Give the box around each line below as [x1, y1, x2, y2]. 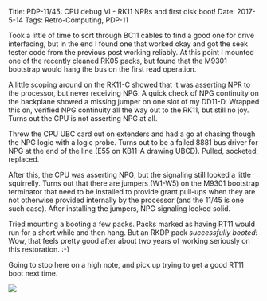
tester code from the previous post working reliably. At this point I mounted [8, 48, 255, 57]
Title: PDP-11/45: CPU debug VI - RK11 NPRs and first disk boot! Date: [8, 7, 235, 16]
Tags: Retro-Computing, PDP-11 [25, 15, 129, 25]
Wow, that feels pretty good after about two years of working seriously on [8, 236, 251, 245]
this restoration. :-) [8, 244, 70, 254]
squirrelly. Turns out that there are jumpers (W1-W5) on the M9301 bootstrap [8, 178, 260, 188]
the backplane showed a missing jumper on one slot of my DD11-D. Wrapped [8, 97, 260, 106]
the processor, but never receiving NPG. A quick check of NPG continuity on [8, 88, 259, 98]
